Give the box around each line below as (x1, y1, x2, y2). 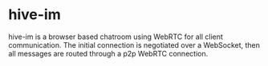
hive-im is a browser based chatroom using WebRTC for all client (8, 32, 223, 41)
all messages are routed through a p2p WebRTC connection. (8, 49, 209, 58)
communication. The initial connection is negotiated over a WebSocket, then (8, 40, 261, 49)
